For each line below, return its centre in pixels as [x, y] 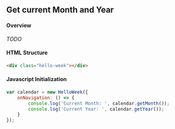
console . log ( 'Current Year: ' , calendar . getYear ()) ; [96, 109]
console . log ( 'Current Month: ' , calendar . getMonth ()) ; [99, 103]
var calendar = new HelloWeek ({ [47, 92]
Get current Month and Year [60, 10]
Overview [19, 25]
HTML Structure [27, 53]
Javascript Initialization [36, 79]
